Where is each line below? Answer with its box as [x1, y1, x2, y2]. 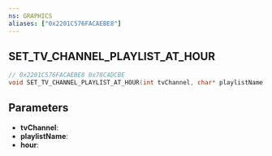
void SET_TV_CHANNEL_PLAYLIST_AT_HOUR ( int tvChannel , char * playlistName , [8, 79, 267, 87]
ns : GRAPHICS [8, 11, 53, 20]
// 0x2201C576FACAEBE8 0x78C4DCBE [8, 71, 126, 80]
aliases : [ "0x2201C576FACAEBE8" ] [8, 19, 122, 28]
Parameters [8, 101, 69, 115]
